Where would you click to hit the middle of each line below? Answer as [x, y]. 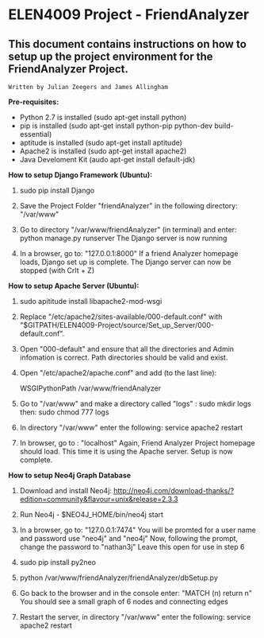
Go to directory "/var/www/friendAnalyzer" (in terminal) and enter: [128, 230]
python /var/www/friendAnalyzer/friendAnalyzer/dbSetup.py [119, 578]
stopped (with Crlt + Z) [57, 270]
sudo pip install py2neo [58, 562]
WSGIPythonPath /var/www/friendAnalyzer [90, 388]
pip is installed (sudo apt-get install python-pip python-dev [116, 126]
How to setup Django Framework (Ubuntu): [80, 175]
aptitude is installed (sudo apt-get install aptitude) [101, 142]
